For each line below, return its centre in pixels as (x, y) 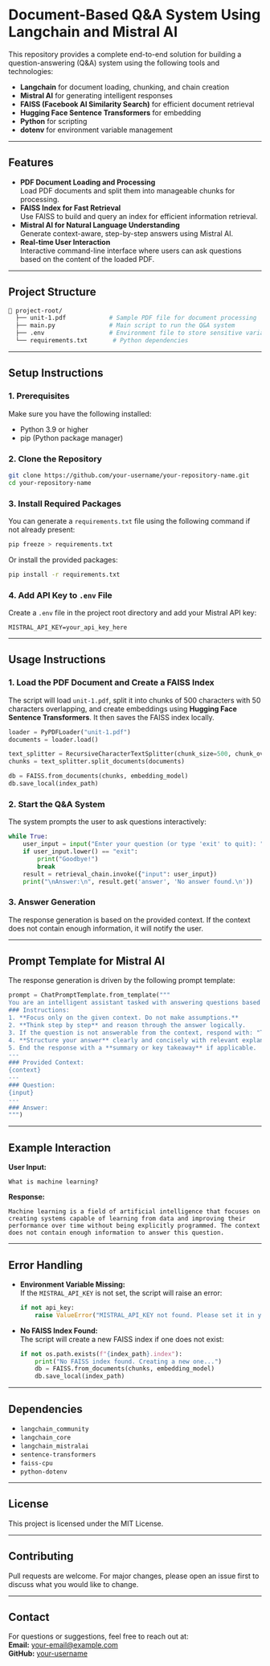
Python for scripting (53, 121)
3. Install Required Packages (65, 504)
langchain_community (54, 1429)
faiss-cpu (37, 1464)
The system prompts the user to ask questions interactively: (107, 822)
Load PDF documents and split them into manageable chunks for (127, 190)
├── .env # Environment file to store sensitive (129, 333)
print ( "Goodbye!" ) (68, 859)
